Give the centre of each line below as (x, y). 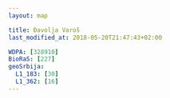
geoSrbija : (26, 67)
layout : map (28, 16)
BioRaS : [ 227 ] (32, 59)
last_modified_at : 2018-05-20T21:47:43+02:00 (85, 37)
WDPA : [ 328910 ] (34, 52)
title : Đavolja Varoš (44, 30)
